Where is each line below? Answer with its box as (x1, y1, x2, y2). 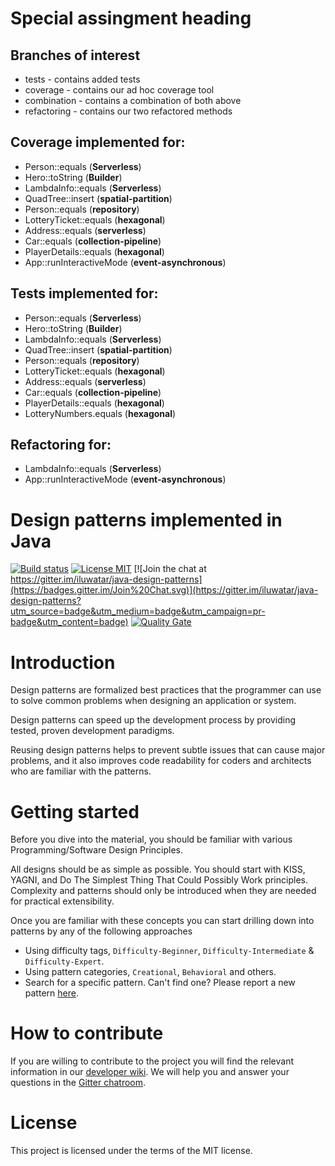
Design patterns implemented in (10, 508, 283, 531)
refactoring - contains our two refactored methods (24, 105, 233, 117)
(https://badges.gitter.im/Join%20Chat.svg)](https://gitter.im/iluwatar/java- (10, 584, 319, 596)
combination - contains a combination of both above (24, 95, 242, 106)
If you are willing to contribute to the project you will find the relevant (10, 1055, 294, 1067)
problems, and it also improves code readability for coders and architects (10, 755, 312, 767)
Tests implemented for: (10, 285, 159, 302)
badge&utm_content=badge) (10, 616, 129, 628)
